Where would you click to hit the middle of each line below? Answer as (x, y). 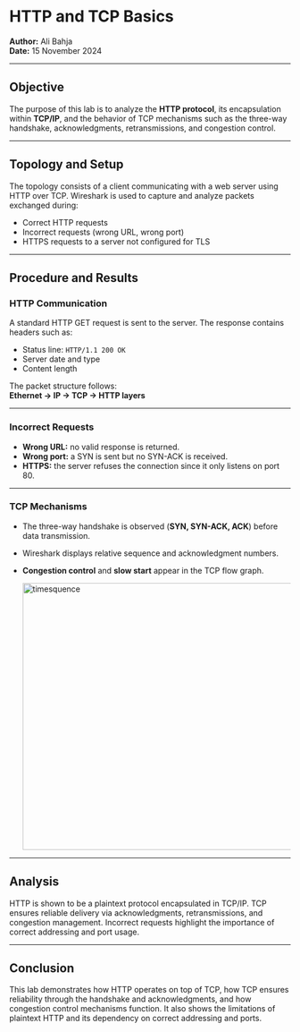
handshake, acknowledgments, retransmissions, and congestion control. (143, 128)
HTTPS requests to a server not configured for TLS (116, 241)
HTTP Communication (58, 303)
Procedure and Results (74, 278)
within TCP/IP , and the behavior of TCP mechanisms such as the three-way (148, 118)
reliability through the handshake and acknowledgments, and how (130, 999)
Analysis (34, 882)
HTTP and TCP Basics (92, 17)
